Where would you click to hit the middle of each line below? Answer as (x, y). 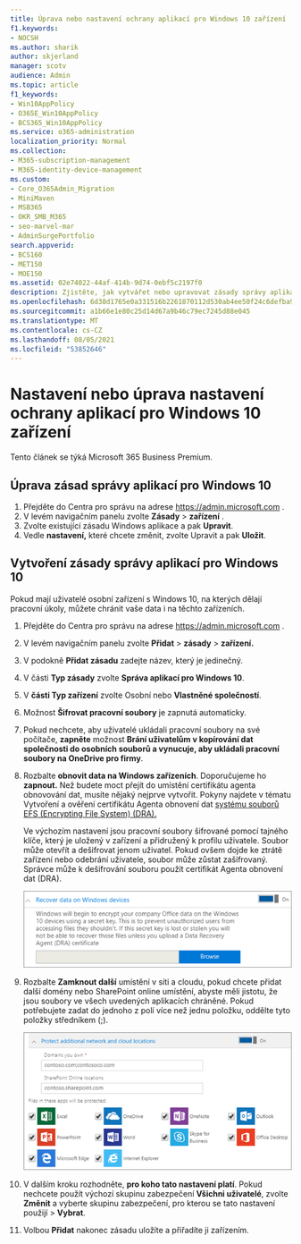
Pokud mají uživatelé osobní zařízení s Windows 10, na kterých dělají (136, 598)
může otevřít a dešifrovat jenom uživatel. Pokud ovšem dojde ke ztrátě (153, 850)
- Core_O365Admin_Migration (63, 189)
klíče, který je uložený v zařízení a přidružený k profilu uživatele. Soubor (156, 840)
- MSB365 (26, 207)
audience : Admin (40, 76)
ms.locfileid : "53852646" (58, 349)
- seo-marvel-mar (42, 227)
